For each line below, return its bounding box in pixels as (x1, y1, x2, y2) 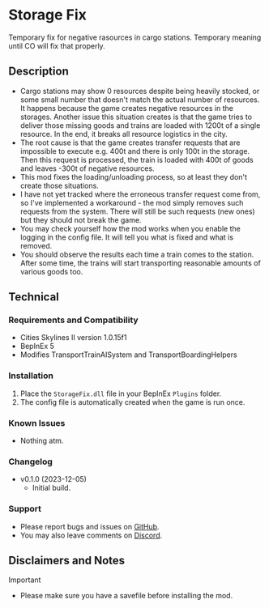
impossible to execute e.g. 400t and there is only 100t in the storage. (19, 146, 250, 155)
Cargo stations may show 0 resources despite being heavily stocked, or (19, 86, 260, 96)
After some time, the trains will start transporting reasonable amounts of (19, 257, 261, 268)
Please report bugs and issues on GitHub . (19, 521, 160, 531)
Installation (8, 370, 54, 381)
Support (8, 504, 42, 515)
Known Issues (8, 417, 66, 428)
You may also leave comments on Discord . (19, 530, 163, 540)
